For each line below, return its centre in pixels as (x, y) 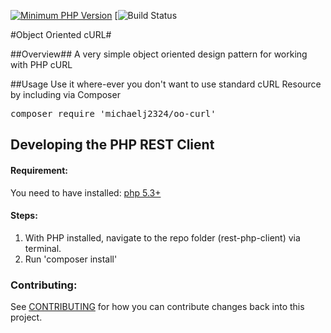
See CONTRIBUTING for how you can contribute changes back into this (157, 307)
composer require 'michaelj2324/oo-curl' (113, 113)
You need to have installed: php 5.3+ (86, 192)
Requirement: (39, 170)
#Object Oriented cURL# (61, 34)
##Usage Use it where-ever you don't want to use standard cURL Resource (166, 84)
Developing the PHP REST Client (112, 145)
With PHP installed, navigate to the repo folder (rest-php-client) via (162, 237)
